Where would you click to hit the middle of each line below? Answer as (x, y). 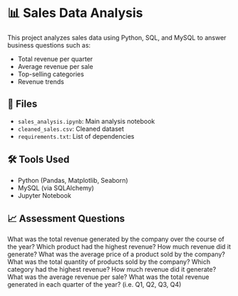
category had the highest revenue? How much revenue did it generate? (112, 270)
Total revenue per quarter (55, 59)
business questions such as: (49, 45)
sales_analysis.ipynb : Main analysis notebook (86, 121)
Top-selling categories (51, 74)
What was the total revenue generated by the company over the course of (116, 239)
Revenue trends (41, 81)
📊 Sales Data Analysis (75, 13)
